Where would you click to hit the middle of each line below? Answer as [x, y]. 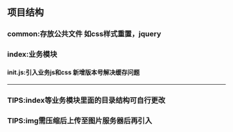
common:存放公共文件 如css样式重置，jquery [84, 34]
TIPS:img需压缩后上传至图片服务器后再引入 [80, 121]
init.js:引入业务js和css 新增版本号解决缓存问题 [74, 72]
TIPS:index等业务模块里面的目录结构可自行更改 [86, 101]
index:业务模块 [32, 54]
